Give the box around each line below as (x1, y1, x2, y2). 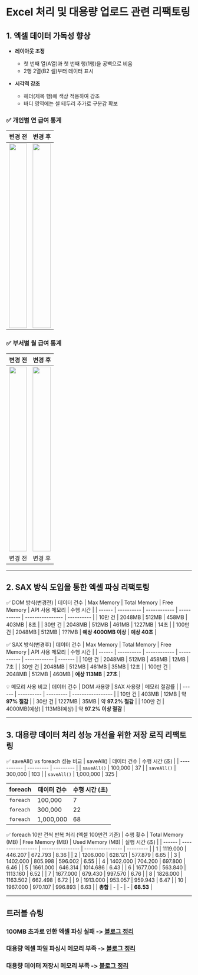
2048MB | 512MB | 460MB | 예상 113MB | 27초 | (6, 671, 121, 678)
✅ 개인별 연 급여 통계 (6, 116, 62, 124)
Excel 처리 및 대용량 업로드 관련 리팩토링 (6, 5, 190, 19)
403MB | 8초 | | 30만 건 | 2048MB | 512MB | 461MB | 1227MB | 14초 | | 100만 (6, 621, 190, 628)
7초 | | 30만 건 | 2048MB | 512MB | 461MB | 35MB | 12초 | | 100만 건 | (6, 663, 171, 670)
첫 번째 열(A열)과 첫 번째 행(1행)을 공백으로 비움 (23, 60, 133, 67)
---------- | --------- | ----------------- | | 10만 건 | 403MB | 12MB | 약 (17, 690, 187, 697)
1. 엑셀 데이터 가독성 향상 (6, 31, 91, 41)
